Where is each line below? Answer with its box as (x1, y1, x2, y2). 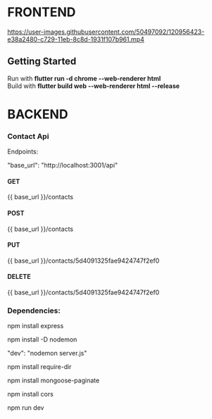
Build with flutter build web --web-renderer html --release (7, 82, 180, 90)
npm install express (7, 322, 64, 330)
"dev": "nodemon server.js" (7, 349, 87, 358)
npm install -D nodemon (7, 335, 77, 344)
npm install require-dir (7, 363, 72, 371)
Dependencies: (7, 306, 61, 315)
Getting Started (7, 56, 77, 68)
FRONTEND (7, 4, 76, 20)
